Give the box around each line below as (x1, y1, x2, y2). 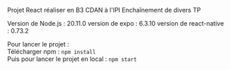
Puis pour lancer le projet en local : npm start (7, 55, 137, 63)
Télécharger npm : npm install (7, 48, 96, 55)
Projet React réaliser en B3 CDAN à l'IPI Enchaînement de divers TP (7, 6, 201, 14)
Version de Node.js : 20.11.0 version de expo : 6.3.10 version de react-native (7, 19, 225, 27)
